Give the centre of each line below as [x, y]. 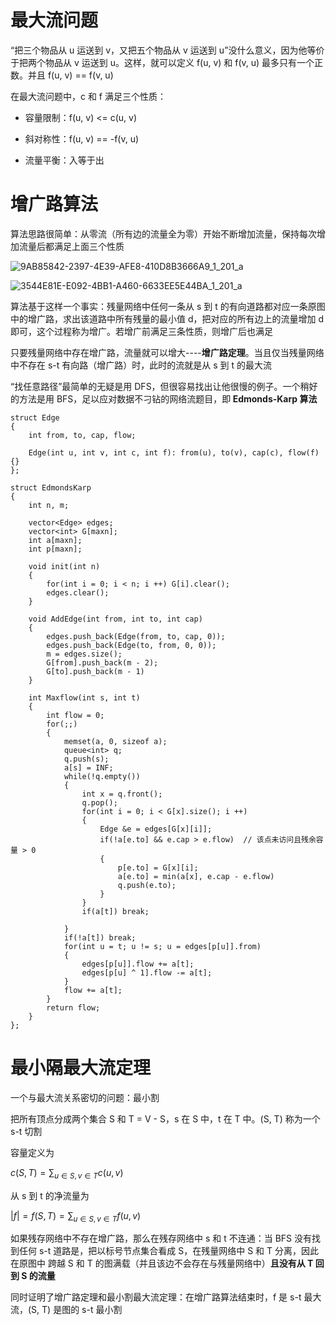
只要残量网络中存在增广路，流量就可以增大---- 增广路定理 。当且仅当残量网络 [167, 352]
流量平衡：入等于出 [64, 160]
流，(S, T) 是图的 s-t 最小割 [66, 1310]
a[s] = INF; [88, 767]
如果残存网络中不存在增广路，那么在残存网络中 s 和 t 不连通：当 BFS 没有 [161, 1238]
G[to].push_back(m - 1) [95, 671]
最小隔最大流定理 [81, 1068]
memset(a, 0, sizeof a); [115, 741]
